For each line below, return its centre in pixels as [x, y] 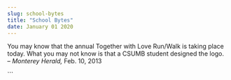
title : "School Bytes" [40, 20]
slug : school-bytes [36, 14]
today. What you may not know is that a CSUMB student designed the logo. [116, 54]
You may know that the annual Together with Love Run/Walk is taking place [115, 47]
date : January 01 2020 [40, 26]
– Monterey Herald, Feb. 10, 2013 [55, 61]
